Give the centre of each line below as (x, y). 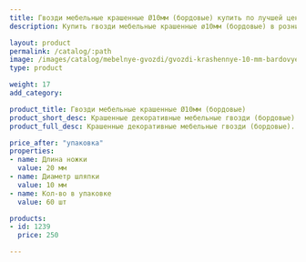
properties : (32, 151)
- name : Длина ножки (49, 160)
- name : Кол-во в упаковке (61, 193)
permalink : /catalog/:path (61, 51)
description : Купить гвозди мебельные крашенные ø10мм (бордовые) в (142, 26)
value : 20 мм (42, 168)
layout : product (40, 43)
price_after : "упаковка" (56, 143)
